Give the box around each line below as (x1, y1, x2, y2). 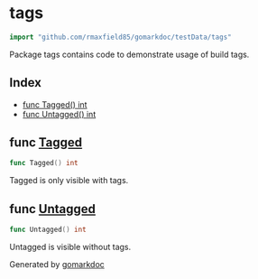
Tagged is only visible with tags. (9, 175, 129, 186)
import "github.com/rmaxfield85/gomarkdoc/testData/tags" (9, 33, 232, 42)
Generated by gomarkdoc (9, 259, 106, 269)
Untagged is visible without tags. (9, 242, 132, 252)
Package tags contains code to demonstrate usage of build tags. (9, 49, 250, 60)
